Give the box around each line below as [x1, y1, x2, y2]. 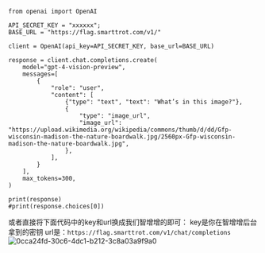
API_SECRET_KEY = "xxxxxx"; [8, 21, 102, 29]
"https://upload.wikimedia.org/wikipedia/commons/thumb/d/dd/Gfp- [8, 126, 232, 134]
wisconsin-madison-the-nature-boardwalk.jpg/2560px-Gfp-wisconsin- [8, 133, 236, 141]
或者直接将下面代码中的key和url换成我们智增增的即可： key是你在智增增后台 [8, 217, 258, 227]
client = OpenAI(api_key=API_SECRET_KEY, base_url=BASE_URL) [8, 42, 215, 50]
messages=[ [22, 70, 59, 78]
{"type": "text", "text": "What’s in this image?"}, [64, 98, 244, 106]
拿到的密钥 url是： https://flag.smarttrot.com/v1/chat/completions [8, 228, 232, 236]
